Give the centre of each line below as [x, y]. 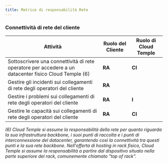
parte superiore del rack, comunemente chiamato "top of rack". [71, 156]
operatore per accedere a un [41, 67]
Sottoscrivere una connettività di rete [51, 61]
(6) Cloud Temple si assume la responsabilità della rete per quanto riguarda [83, 129]
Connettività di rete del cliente [42, 27]
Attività [53, 47]
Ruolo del [115, 43]
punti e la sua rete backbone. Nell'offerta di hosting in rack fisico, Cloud [79, 145]
